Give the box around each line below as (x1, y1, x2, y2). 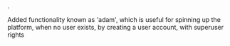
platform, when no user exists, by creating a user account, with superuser (7, 23, 224, 31)
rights (7, 30, 25, 39)
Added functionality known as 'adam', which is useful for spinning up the (7, 16, 221, 23)
